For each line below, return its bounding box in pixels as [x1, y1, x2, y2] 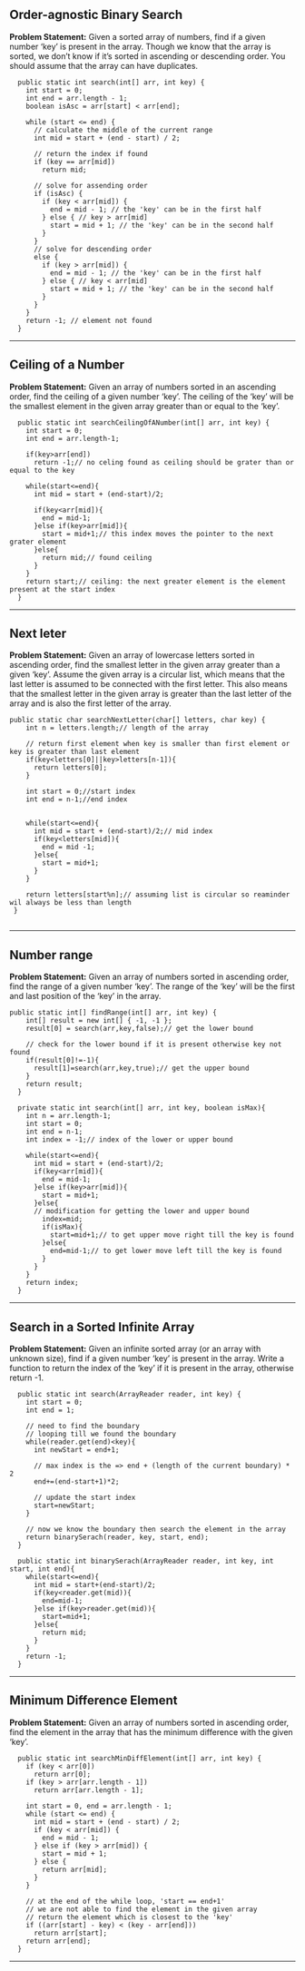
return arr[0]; [33, 1770, 92, 1779]
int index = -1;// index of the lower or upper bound [25, 1135, 233, 1144]
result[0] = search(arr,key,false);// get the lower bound [25, 1025, 254, 1034]
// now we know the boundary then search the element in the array [25, 1525, 286, 1535]
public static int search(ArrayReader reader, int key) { [17, 1390, 242, 1399]
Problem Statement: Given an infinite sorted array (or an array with [9, 1343, 261, 1355]
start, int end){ [9, 1564, 75, 1574]
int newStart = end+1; [33, 1446, 120, 1455]
